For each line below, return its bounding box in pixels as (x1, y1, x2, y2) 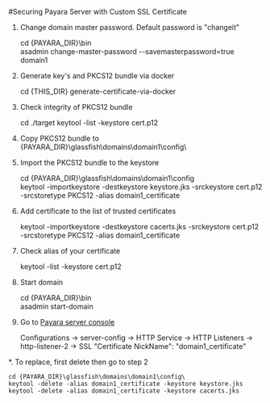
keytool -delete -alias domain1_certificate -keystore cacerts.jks (8, 387, 240, 395)
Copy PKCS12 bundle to (19, 133, 99, 143)
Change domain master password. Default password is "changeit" (19, 23, 240, 31)
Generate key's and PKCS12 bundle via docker (19, 71, 175, 80)
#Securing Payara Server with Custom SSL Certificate (8, 7, 188, 16)
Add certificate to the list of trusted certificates (19, 206, 177, 216)
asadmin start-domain (19, 302, 94, 311)
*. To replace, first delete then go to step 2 (8, 357, 149, 367)
